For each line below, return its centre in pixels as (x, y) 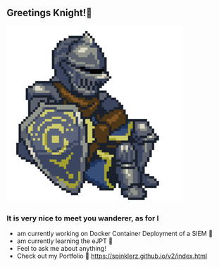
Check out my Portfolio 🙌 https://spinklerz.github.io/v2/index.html (112, 256)
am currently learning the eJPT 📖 (65, 241)
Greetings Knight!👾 (50, 13)
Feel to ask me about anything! (61, 249)
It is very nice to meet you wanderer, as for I (83, 218)
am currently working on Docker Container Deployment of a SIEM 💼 (114, 234)
